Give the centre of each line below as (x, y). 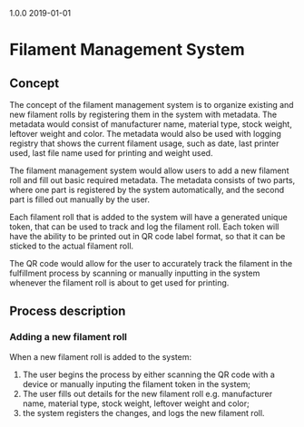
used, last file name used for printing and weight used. (111, 153)
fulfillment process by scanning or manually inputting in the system (135, 273)
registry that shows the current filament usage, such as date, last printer (144, 143)
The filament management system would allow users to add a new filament (149, 170)
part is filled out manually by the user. (80, 199)
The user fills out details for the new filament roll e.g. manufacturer (147, 393)
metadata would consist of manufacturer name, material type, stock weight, (151, 124)
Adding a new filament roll (69, 337)
